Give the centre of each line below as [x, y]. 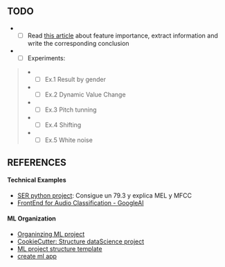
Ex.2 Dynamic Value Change [85, 94]
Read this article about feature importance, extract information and [123, 35]
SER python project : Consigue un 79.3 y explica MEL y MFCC [105, 195]
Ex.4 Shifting [63, 125]
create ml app [37, 257]
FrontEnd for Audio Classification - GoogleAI [80, 203]
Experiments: [46, 58]
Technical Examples [37, 180]
